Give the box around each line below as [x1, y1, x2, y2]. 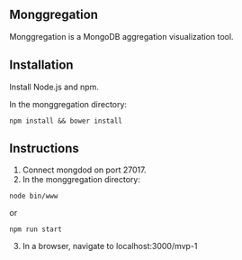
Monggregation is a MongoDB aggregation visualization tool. [9, 31, 234, 42]
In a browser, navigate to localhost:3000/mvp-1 [22, 241, 198, 252]
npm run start [9, 225, 63, 234]
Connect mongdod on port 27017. [22, 164, 147, 175]
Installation [9, 58, 74, 73]
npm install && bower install [9, 116, 123, 125]
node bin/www [9, 191, 58, 201]
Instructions [9, 141, 79, 156]
